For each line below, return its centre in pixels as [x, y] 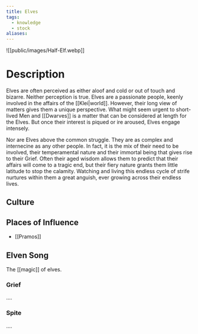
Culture [20, 202]
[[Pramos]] [28, 236]
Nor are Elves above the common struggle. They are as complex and [90, 140]
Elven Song [27, 255]
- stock [21, 28]
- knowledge [26, 22]
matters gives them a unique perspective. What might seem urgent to [90, 109]
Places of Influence [42, 222]
